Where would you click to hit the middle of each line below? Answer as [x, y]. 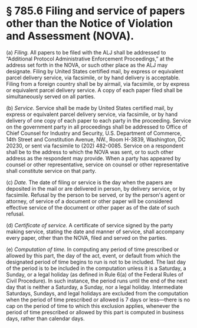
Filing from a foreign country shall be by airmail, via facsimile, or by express [98, 83]
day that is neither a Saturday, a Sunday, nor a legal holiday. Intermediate [95, 287]
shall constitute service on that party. [51, 171]
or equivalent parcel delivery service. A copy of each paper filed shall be [94, 90]
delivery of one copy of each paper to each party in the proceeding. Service [99, 120]
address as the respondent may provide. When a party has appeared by [93, 158]
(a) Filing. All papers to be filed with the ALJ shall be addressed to [86, 52]
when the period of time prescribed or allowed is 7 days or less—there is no [98, 300]
